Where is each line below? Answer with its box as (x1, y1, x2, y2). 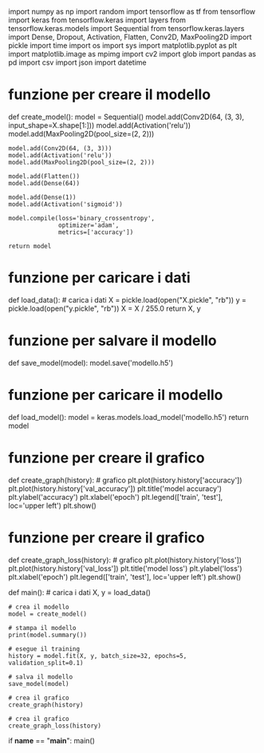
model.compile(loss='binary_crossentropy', (8, 214, 156, 222)
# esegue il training (8, 644, 81, 653)
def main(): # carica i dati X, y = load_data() (8, 587, 152, 597)
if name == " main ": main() (8, 735, 96, 745)
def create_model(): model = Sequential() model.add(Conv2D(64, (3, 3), (8, 112, 245, 121)
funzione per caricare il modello (8, 386, 223, 404)
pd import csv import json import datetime (8, 57, 147, 67)
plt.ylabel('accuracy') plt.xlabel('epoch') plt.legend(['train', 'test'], (8, 492, 223, 501)
